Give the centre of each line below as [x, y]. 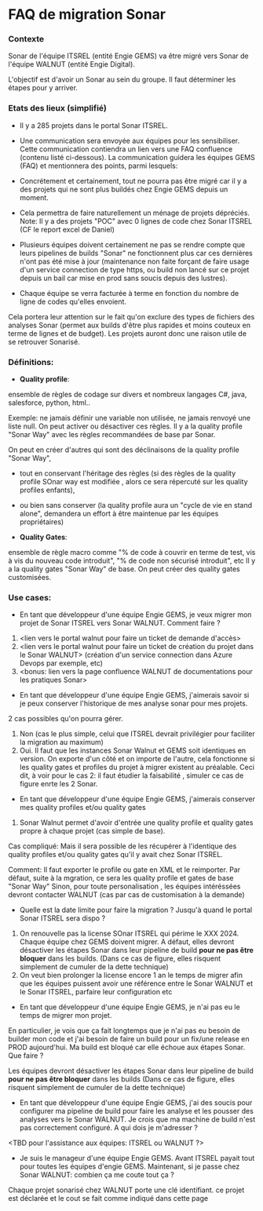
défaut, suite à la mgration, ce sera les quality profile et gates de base [121, 878]
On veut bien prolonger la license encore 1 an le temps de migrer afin [131, 976]
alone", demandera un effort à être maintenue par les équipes [119, 514]
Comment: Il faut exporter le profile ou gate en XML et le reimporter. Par [124, 870]
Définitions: [31, 362]
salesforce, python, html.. [49, 403]
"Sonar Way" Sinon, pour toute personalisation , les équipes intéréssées [124, 886]
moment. [34, 197]
